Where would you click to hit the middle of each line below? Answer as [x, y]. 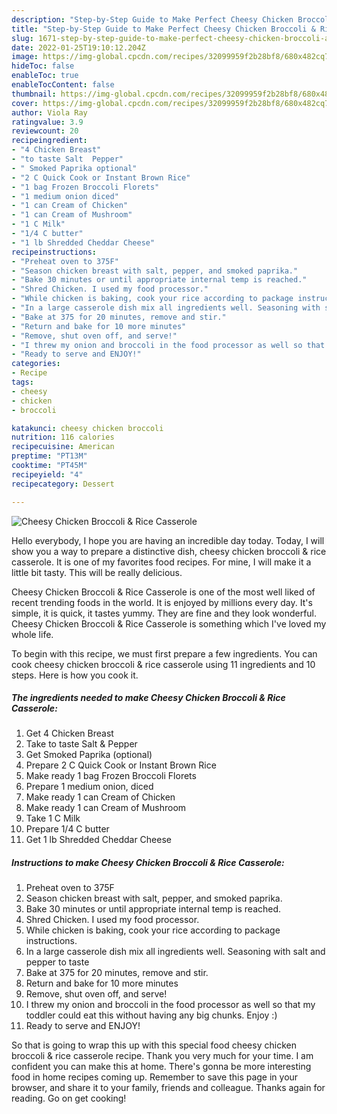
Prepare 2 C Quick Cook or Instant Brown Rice [121, 765]
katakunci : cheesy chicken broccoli [87, 428]
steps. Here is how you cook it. [75, 675]
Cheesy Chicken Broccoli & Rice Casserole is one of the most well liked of [163, 592]
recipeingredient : [49, 141]
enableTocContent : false [63, 85]
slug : [22, 38]
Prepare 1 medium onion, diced [89, 787]
